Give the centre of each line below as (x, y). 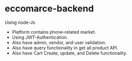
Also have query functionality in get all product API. (65, 48)
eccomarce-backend (49, 9)
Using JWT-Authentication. (40, 37)
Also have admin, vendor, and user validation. (59, 42)
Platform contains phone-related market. (54, 32)
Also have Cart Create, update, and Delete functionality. (70, 53)
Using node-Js (20, 22)
